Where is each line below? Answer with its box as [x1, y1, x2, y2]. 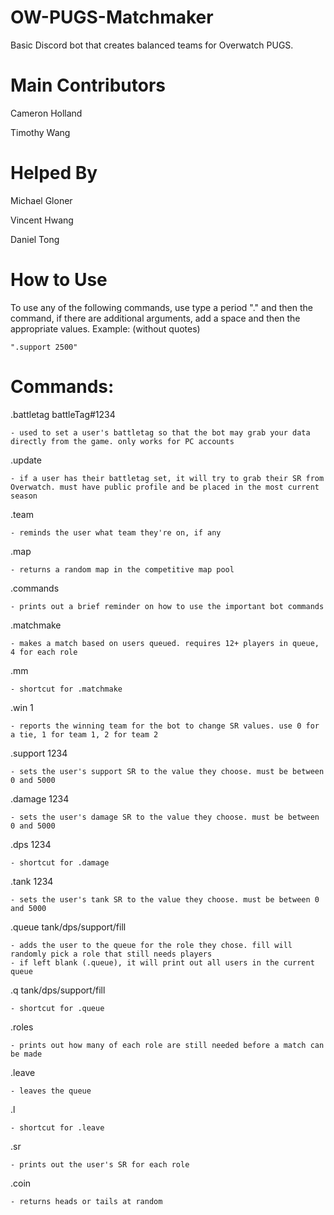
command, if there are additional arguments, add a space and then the [10, 312, 301, 324]
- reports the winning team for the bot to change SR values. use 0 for [10, 721, 320, 731]
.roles [10, 1021, 34, 1033]
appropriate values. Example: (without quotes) [10, 322, 201, 335]
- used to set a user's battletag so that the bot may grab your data [10, 427, 311, 438]
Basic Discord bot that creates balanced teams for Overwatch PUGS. [10, 39, 294, 51]
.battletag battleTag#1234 [10, 408, 116, 420]
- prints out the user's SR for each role [10, 1159, 190, 1170]
